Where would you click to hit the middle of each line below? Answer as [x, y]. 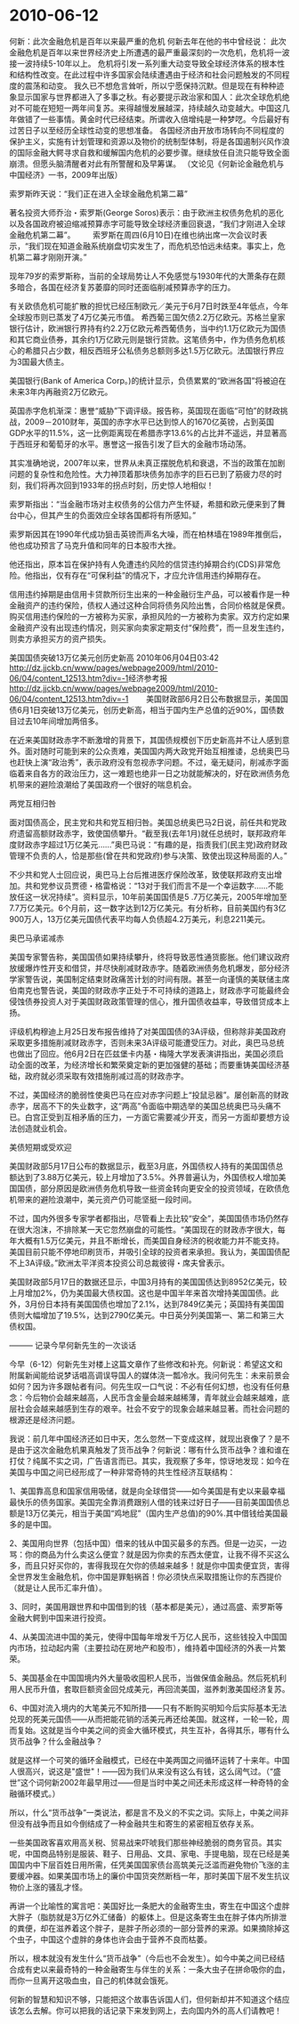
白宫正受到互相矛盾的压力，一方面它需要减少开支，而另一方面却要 [145, 1117]
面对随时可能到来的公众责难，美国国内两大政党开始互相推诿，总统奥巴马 [157, 751]
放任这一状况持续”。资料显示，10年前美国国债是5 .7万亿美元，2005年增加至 [148, 896]
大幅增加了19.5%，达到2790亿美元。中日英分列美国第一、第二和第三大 [154, 1315]
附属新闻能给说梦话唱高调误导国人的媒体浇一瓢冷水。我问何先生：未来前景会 [149, 1375]
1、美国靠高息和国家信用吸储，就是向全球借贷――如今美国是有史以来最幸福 [147, 1491]
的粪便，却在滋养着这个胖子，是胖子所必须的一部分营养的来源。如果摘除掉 [145, 1928]
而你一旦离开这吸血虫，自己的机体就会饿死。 [91, 1980]
